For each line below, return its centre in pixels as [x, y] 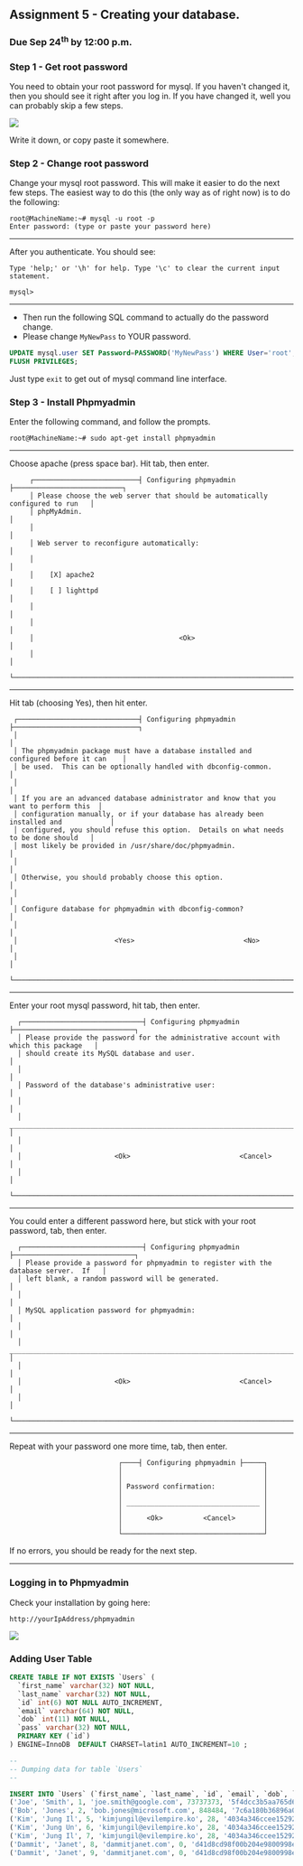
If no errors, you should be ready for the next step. [103, 1551]
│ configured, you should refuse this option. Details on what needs [148, 830]
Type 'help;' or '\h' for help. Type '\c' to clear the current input [145, 269]
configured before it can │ [68, 759]
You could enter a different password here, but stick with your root [133, 1221]
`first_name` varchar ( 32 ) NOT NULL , [86, 1685]
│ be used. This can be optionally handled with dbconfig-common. [142, 767]
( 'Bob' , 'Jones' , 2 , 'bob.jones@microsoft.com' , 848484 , [119, 1811]
